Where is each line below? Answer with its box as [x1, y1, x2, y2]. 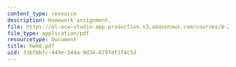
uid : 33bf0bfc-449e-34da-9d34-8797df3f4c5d [7, 50, 137, 57]
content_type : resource [7, 10, 77, 17]
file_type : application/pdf [7, 29, 90, 37]
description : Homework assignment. [7, 17, 112, 24]
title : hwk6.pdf [7, 43, 55, 50]
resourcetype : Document [7, 36, 77, 43]
